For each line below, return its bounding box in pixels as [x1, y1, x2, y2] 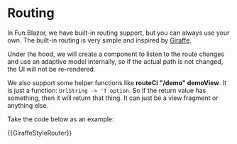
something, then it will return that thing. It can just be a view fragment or [7, 94, 219, 102]
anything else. [7, 101, 49, 109]
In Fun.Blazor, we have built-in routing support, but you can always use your [7, 28, 230, 37]
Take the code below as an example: [7, 115, 115, 123]
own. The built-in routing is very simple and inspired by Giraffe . [7, 35, 192, 44]
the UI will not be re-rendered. [7, 65, 96, 73]
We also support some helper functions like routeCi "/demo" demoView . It [7, 78, 227, 87]
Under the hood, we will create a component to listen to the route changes [7, 50, 225, 58]
